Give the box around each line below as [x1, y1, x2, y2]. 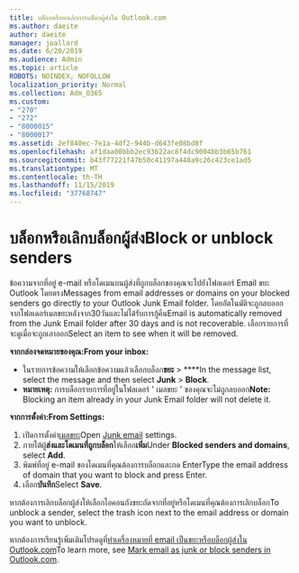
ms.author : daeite [9, 22, 78, 31]
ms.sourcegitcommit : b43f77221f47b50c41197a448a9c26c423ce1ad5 [9, 155, 252, 165]
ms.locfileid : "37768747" [9, 189, 106, 198]
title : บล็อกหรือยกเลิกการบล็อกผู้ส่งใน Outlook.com [9, 13, 167, 23]
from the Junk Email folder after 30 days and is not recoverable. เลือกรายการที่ [9, 317, 289, 329]
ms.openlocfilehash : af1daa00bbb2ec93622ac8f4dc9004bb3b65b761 [9, 147, 252, 156]
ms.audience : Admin [9, 55, 83, 64]
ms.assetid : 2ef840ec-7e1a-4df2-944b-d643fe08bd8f [9, 139, 204, 148]
